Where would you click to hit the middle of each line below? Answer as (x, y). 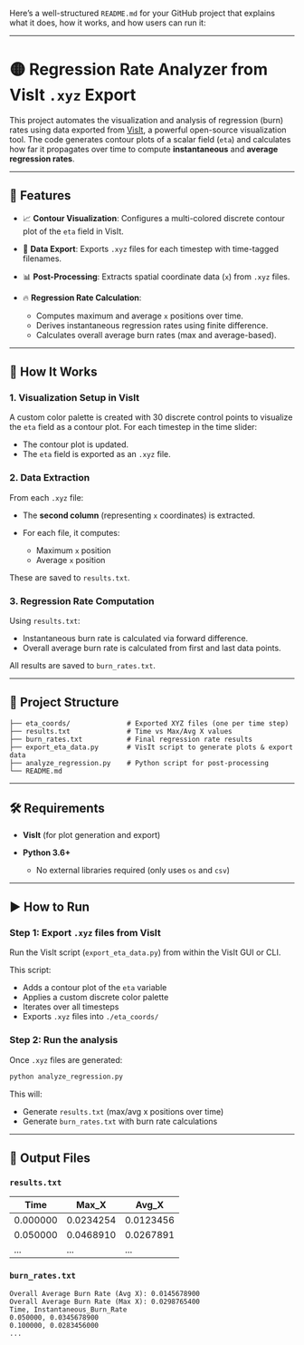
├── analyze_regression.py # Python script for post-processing (139, 763)
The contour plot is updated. (76, 444)
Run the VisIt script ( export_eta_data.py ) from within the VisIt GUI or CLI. (145, 952)
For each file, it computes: (71, 532)
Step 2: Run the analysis (64, 1040)
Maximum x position (73, 550)
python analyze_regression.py (66, 1077)
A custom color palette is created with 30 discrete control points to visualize (151, 417)
